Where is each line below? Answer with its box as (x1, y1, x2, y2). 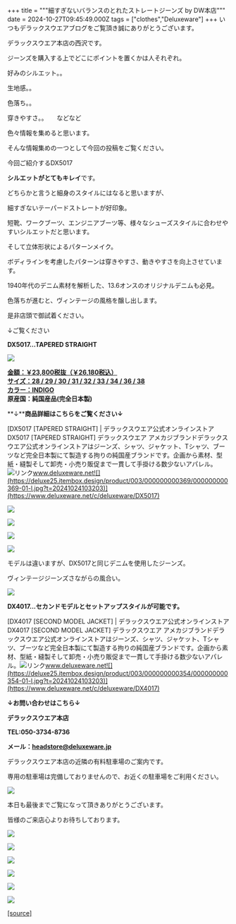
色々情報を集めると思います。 (7, 129, 94, 137)
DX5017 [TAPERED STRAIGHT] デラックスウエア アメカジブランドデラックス (7, 433, 229, 442)
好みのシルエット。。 (7, 69, 66, 77)
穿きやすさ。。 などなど (7, 114, 82, 122)
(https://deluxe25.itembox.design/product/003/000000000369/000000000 (7, 477, 228, 485)
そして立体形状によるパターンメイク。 (7, 243, 118, 250)
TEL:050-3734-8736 (7, 728, 70, 736)
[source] (7, 909, 32, 917)
